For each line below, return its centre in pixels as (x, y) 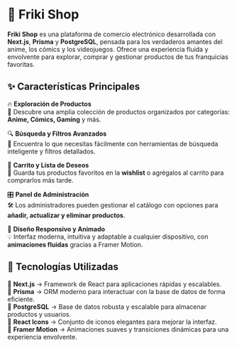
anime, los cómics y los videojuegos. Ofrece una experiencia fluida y (108, 49)
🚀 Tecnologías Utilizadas (63, 267)
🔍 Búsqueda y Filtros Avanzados (57, 134)
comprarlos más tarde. (40, 180)
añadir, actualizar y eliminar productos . (66, 215)
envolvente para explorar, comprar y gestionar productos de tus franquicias (118, 57)
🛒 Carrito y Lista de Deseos (48, 165)
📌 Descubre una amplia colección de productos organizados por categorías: (119, 112)
